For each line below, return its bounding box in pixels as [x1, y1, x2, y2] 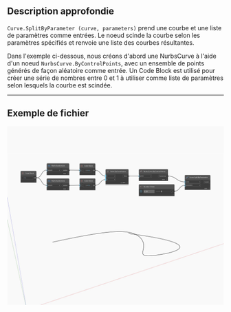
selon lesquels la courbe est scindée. [7, 81, 113, 89]
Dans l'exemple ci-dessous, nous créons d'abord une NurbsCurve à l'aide [7, 52, 217, 60]
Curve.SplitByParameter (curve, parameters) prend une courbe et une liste [7, 23, 222, 32]
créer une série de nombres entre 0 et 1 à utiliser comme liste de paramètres [7, 74, 223, 82]
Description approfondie [7, 6, 115, 17]
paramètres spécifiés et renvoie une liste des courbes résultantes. [7, 38, 195, 47]
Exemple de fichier [7, 107, 89, 119]
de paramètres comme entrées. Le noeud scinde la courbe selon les [7, 31, 201, 39]
